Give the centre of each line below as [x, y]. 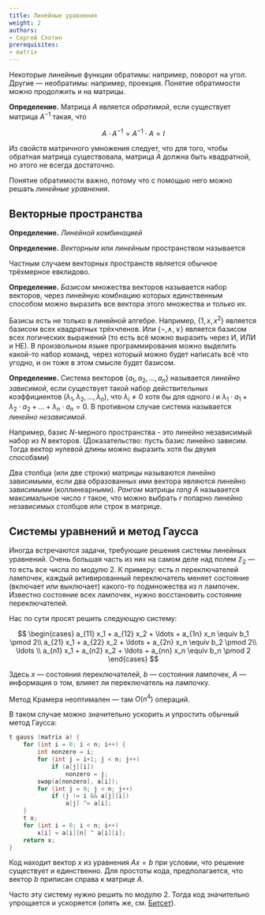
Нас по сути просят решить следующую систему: [93, 618]
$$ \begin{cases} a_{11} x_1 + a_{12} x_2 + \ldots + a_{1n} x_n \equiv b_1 [133, 634]
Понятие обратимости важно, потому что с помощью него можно [121, 181]
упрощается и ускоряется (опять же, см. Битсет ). [92, 903]
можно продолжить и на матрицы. [67, 91]
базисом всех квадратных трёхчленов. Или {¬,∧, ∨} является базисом [128, 329]
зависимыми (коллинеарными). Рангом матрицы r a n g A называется [124, 490]
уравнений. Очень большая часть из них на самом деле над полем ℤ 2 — [132, 560]
